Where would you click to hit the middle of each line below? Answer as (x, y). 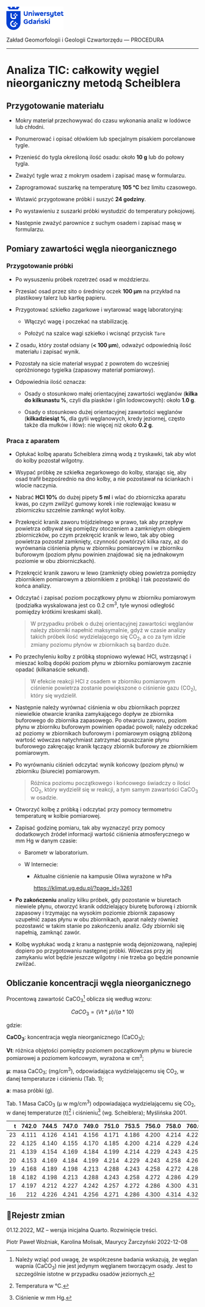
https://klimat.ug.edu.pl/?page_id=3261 (83, 888)
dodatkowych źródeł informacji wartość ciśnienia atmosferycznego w (103, 834)
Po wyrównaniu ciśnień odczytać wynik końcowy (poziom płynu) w (99, 765)
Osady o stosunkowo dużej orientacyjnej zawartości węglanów (103, 412)
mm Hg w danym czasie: (46, 841)
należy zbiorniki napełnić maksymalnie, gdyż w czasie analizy (108, 630)
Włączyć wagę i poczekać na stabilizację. (77, 321)
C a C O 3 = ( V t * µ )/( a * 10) (103, 1013)
